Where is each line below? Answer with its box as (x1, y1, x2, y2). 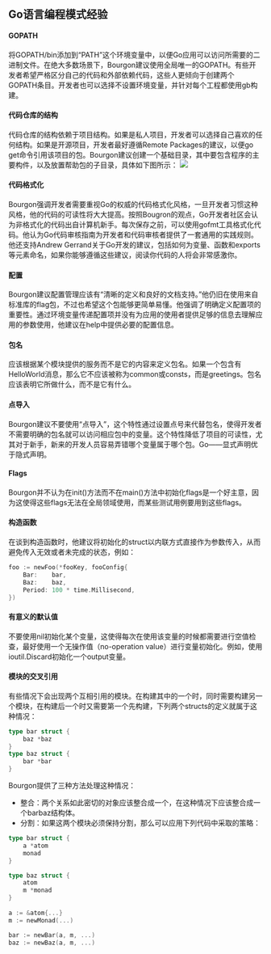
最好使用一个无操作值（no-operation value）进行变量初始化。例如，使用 (22, 641, 263, 651)
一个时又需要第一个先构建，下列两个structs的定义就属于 (64, 701, 251, 711)
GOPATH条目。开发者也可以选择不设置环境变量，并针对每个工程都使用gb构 (8, 80, 258, 90)
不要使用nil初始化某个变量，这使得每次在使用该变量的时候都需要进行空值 (8, 631, 250, 641)
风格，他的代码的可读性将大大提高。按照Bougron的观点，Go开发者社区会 (8, 209, 252, 219)
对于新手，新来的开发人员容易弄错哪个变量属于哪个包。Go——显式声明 (15, 439, 252, 449)
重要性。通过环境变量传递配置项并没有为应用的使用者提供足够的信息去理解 (8, 310, 256, 319)
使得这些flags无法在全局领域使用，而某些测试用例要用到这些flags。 (22, 497, 246, 507)
